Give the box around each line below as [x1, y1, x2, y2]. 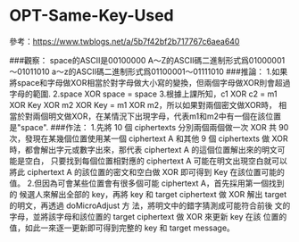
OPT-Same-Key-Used [9, 5, 174, 26]
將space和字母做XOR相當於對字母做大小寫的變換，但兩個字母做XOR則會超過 [9, 77, 291, 88]
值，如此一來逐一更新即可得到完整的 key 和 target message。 [9, 222, 235, 233]
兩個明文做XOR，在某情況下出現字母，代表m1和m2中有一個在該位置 [32, 111, 281, 121]
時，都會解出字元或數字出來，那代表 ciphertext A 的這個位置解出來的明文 [9, 144, 278, 154]
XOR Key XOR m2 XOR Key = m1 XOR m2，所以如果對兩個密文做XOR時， [9, 99, 277, 110]
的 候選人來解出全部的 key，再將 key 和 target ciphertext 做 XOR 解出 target [9, 188, 287, 199]
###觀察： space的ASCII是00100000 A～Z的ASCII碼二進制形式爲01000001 [9, 54, 286, 65]
